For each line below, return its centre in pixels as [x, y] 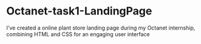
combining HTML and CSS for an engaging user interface [78, 34]
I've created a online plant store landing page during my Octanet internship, [101, 28]
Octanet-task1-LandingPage [79, 11]
